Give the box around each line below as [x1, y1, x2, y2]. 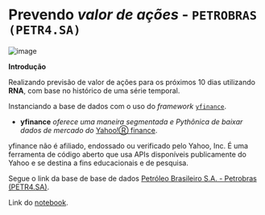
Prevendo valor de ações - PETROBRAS [8, 6, 258, 24]
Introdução [8, 62, 47, 71]
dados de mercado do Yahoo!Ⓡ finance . [19, 125, 158, 135]
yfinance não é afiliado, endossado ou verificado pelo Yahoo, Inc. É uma [8, 140, 248, 150]
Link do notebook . [8, 197, 68, 207]
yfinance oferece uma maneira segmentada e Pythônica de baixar [19, 116, 243, 126]
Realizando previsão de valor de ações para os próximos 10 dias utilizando [8, 77, 256, 87]
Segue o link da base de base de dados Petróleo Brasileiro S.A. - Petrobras [8, 173, 258, 183]
